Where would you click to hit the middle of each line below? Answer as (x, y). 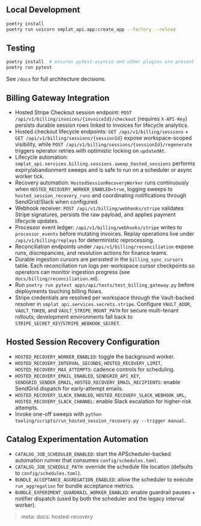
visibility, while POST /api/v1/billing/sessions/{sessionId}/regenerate (103, 144)
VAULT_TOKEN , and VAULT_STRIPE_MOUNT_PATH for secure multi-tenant (97, 310)
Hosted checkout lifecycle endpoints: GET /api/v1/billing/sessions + (102, 131)
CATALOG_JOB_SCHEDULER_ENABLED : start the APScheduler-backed (93, 454)
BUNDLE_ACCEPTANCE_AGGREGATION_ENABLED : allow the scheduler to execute (104, 479)
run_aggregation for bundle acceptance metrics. (75, 486)
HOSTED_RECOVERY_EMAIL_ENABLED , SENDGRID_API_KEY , (78, 376)
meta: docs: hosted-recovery (57, 516)
